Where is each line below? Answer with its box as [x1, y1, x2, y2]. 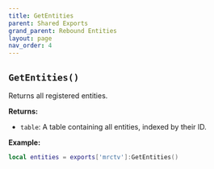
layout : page [8, 34, 52, 43]
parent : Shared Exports [8, 19, 89, 27]
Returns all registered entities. [8, 90, 108, 101]
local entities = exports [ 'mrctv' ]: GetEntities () [8, 153, 179, 161]
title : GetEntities [8, 11, 74, 20]
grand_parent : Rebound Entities [8, 27, 117, 35]
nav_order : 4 [8, 42, 52, 50]
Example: [8, 138, 41, 147]
